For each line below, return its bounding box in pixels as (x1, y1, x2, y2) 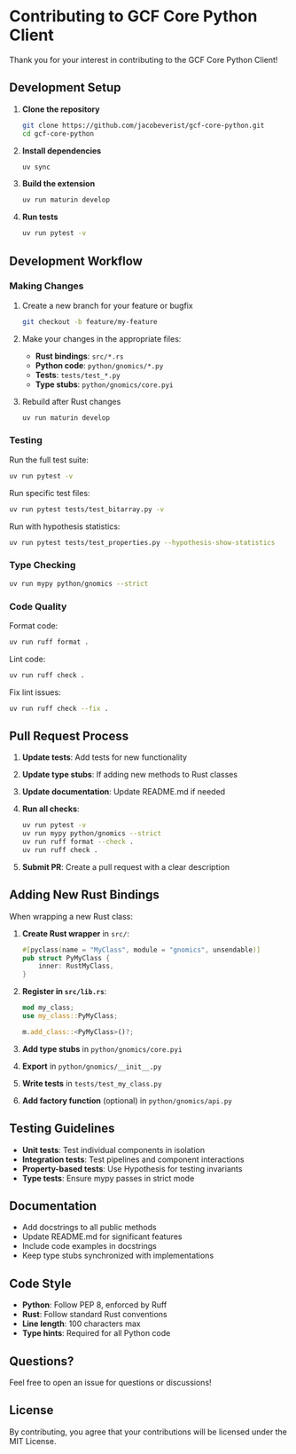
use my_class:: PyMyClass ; (21, 1012, 118, 1021)
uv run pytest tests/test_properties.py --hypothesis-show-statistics (9, 538, 276, 547)
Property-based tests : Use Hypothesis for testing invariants (21, 1163, 243, 1173)
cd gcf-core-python (21, 129, 95, 138)
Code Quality (9, 600, 67, 612)
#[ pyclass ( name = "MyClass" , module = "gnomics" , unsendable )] (21, 945, 261, 954)
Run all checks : (21, 803, 80, 814)
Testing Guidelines (9, 1121, 115, 1136)
